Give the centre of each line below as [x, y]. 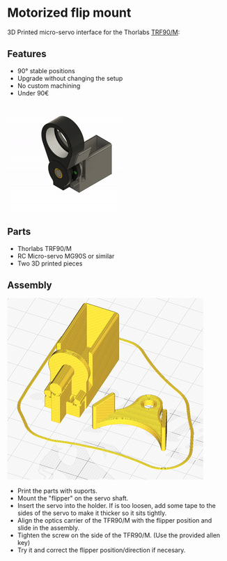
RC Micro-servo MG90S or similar [66, 256]
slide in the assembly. [48, 528]
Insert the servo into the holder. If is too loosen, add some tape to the [116, 506]
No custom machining [49, 86]
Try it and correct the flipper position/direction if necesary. [101, 550]
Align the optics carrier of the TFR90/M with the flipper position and [115, 521]
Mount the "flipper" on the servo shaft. [73, 498]
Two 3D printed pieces [50, 263]
